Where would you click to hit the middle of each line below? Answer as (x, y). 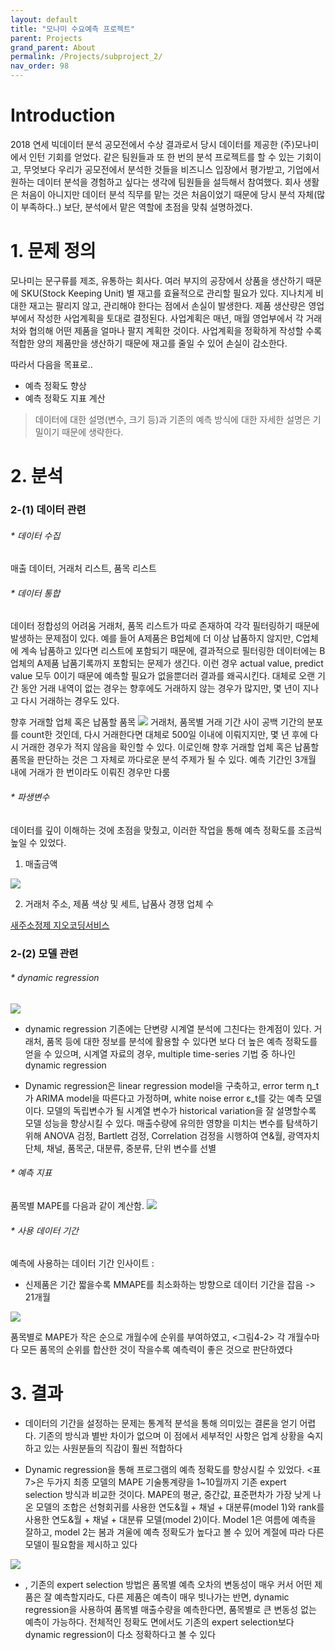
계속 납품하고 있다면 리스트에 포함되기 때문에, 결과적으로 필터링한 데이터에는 (169, 651)
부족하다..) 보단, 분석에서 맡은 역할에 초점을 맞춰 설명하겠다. (136, 207)
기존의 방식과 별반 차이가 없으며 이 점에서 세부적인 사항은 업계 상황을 (171, 1436)
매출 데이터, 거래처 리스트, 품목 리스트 (83, 568)
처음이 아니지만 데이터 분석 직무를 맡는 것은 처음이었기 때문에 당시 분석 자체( (169, 194)
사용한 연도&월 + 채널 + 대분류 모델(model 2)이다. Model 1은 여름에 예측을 (170, 1520)
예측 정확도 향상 (55, 385)
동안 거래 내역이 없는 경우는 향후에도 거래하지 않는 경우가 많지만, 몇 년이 (160, 688)
